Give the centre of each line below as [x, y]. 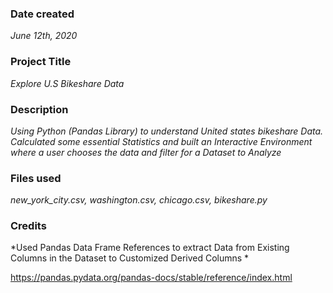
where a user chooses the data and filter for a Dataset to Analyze [146, 152]
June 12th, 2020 [44, 36]
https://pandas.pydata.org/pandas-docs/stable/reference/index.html [151, 278]
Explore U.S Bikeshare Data [67, 83]
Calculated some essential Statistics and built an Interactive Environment [161, 141]
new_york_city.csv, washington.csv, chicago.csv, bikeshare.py [139, 200]
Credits [28, 226]
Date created [42, 14]
